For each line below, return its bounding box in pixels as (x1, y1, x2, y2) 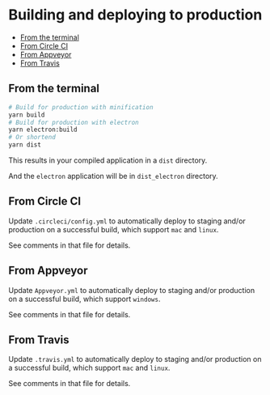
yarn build (8, 111, 45, 119)
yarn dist (8, 141, 42, 149)
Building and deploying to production (8, 6, 263, 24)
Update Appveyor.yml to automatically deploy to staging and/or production (8, 285, 255, 295)
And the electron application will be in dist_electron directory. (8, 172, 218, 181)
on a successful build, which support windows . (8, 294, 161, 304)
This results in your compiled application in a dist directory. (8, 155, 208, 165)
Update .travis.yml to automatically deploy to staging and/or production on (8, 355, 262, 364)
